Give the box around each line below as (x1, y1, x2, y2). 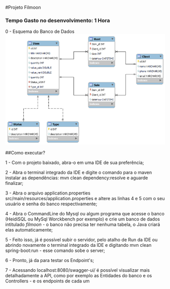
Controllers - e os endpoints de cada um (5, 278, 90, 284)
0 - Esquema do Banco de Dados (5, 28, 75, 35)
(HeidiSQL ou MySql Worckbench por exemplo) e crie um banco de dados (5, 216, 160, 222)
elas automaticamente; (5, 227, 53, 233)
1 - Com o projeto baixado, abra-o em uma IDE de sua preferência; (5, 159, 144, 166)
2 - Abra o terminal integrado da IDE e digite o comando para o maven (5, 170, 152, 176)
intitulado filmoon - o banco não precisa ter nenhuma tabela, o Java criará (5, 221, 160, 228)
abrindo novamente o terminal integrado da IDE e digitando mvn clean (5, 242, 152, 248)
